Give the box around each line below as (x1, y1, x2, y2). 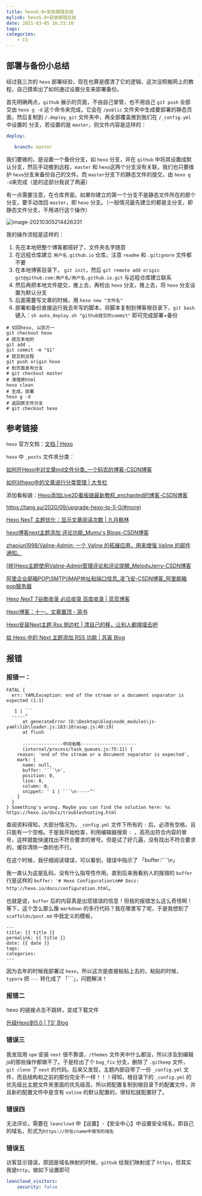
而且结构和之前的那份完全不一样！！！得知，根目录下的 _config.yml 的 (16, 1073, 192, 1081)
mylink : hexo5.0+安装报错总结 (6, 14, 76, 21)
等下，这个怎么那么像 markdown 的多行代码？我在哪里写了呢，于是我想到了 (6, 905, 189, 912)
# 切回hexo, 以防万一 (6, 324, 55, 331)
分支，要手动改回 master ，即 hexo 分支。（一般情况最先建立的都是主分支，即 (6, 199, 194, 206)
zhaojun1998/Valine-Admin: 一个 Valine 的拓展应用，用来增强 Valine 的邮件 (6, 542, 191, 549)
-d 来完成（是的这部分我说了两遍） (6, 178, 91, 185)
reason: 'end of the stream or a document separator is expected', (17, 752, 189, 758)
